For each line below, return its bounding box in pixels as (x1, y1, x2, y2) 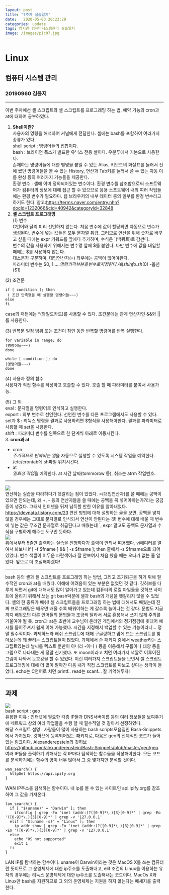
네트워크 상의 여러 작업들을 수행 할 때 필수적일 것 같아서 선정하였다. (10, 720, 142, 726)
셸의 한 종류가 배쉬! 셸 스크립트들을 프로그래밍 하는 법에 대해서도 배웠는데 (12, 599, 155, 605)
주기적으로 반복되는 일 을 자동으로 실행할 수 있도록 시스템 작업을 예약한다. (12, 452, 155, 458)
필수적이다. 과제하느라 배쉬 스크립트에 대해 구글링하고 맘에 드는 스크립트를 (10, 630, 156, 636)
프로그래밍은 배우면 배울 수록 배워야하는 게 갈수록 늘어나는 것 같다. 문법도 (10, 605, 154, 611)
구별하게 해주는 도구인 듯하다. (14, 528, 72, 534)
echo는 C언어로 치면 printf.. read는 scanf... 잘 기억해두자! (16, 668, 130, 674)
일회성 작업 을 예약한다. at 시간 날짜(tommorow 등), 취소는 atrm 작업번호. (12, 470, 156, 476)
